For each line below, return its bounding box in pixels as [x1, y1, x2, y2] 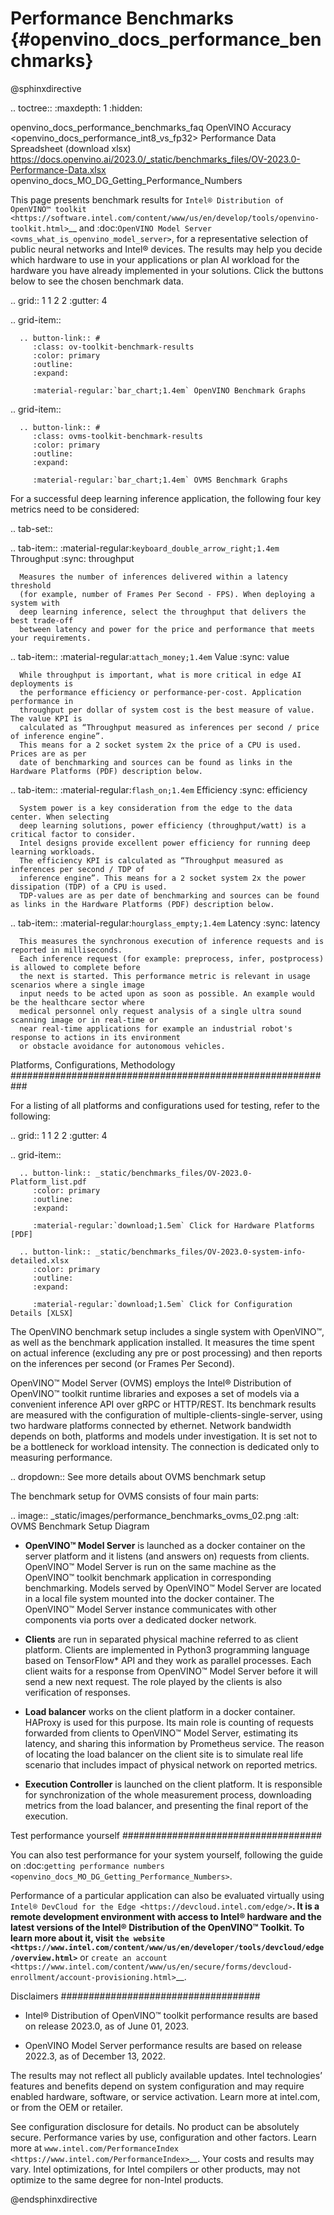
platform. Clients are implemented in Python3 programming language [24, 1643, 310, 1656]
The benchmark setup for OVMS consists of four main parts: [10, 1490, 260, 1502]
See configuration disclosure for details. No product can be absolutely [10, 2120, 300, 2132]
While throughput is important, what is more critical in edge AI [19, 670, 302, 680]
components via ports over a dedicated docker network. [24, 1613, 257, 1626]
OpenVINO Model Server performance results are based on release [24, 2039, 303, 2051]
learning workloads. [10, 847, 97, 857]
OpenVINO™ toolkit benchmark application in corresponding [24, 1571, 272, 1583]
